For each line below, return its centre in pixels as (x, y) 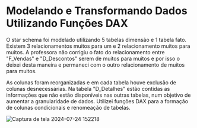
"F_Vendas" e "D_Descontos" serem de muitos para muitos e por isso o (93, 58)
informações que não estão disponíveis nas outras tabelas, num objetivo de (99, 95)
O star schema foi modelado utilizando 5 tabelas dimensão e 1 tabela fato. (96, 40)
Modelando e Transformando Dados (97, 11)
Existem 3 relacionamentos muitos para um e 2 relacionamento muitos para (98, 46)
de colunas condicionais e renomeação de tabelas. (68, 107)
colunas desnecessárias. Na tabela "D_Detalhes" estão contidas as (88, 88)
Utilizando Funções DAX (67, 23)
